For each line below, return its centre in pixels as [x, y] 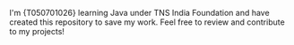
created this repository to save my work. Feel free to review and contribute [147, 22]
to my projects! [37, 31]
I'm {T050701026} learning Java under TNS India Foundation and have [140, 13]
